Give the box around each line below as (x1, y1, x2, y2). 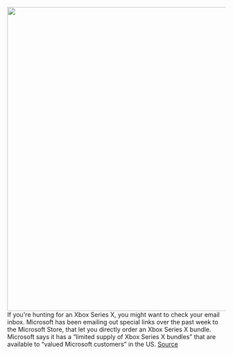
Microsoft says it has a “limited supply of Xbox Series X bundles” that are (7, 333, 216, 340)
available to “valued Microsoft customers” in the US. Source (7, 340, 178, 348)
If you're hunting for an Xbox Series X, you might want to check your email (7, 311, 220, 319)
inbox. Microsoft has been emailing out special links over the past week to (7, 318, 218, 326)
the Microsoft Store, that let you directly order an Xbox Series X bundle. (7, 325, 212, 333)
